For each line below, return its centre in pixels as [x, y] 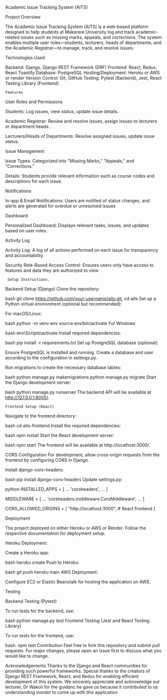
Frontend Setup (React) [30, 407]
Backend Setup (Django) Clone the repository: [53, 289]
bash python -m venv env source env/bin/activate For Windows [70, 323]
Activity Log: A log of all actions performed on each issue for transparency [82, 250]
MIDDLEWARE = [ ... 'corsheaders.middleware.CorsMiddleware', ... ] [75, 499]
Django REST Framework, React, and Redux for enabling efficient [72, 676]
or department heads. [27, 126]
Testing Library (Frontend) [32, 83]
